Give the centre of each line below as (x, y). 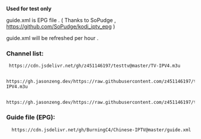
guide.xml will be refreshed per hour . (52, 38)
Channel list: (25, 53)
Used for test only (29, 9)
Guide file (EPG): (31, 118)
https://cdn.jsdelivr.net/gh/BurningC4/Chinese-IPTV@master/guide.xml (101, 130)
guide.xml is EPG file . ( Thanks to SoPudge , (61, 20)
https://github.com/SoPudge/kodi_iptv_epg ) (61, 27)
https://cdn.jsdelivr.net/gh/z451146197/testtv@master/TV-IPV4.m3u (95, 66)
